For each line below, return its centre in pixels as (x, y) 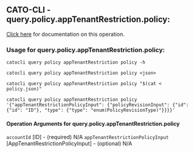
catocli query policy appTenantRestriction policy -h (76, 63)
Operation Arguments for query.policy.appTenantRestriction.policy (93, 123)
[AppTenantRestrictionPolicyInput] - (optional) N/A (69, 144)
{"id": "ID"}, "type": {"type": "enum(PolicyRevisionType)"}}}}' (91, 110)
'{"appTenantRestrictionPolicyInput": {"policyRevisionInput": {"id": (98, 105)
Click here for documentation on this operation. (65, 34)
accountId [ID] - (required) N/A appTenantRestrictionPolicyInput (88, 137)
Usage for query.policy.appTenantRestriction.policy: (86, 50)
